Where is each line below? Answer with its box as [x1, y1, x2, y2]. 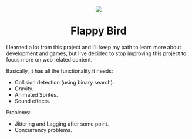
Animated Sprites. [14, 91, 58, 98]
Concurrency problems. [14, 126, 72, 133]
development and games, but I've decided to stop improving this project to [6, 50, 187, 57]
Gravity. [14, 85, 34, 92]
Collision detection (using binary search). [14, 79, 114, 86]
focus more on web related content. [6, 56, 93, 63]
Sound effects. [14, 97, 50, 104]
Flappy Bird [70, 24, 127, 38]
